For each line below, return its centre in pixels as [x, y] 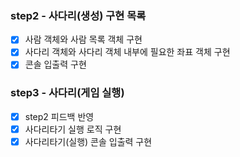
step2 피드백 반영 [59, 116]
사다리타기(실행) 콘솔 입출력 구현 [88, 141]
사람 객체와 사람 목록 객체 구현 [83, 39]
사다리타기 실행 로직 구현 [73, 129]
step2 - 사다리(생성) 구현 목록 [78, 15]
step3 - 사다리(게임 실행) [67, 93]
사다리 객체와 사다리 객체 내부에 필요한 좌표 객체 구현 [127, 52]
